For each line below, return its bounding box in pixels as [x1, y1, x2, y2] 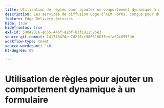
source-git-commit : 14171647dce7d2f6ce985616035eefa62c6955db [5, 35, 134, 40]
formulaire [5, 94, 49, 105]
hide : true [5, 21, 27, 26]
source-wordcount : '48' [5, 43, 54, 48]
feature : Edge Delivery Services [5, 16, 73, 21]
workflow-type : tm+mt [5, 39, 49, 44]
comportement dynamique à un [5, 84, 136, 95]
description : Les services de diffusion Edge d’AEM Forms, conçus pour [5, 12, 154, 17]
